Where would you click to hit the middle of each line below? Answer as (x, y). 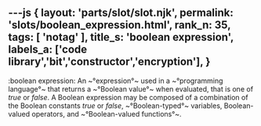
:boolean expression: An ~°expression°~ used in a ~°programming (116, 81)
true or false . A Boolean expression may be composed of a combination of (128, 97)
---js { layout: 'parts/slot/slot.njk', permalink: (121, 13)
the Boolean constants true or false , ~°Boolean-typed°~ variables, (115, 106)
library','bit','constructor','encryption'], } (109, 62)
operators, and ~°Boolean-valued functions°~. (107, 113)
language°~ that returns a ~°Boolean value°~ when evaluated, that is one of (130, 88)
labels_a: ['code (48, 50)
